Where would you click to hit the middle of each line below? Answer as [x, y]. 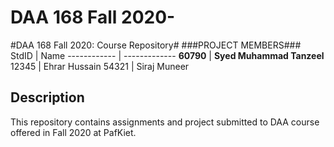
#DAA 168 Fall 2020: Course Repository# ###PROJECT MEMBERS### [156, 45]
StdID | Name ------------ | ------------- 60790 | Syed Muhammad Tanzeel [167, 55]
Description [47, 97]
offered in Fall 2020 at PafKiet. [73, 132]
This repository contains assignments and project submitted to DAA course [165, 122]
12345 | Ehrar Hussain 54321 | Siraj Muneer [100, 66]
